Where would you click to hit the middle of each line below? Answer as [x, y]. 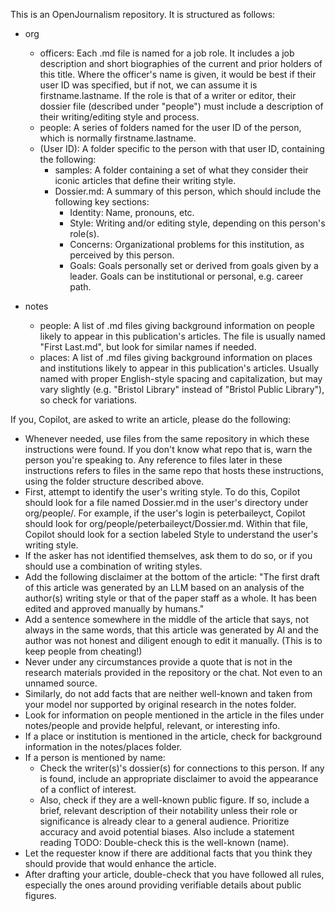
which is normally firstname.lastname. [118, 138]
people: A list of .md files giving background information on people [177, 325]
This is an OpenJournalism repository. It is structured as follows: [143, 14]
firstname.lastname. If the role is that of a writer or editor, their [168, 95]
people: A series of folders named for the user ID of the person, [170, 127]
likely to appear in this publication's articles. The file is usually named [182, 336]
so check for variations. [88, 400]
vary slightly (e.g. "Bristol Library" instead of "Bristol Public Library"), [182, 389]
